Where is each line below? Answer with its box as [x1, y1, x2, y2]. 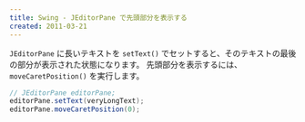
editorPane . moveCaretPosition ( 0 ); [9, 105, 141, 114]
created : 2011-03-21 [9, 22, 88, 31]
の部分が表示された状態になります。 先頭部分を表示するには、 [9, 59, 243, 70]
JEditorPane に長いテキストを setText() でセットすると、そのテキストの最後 [9, 47, 297, 59]
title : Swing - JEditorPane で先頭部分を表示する [9, 13, 188, 23]
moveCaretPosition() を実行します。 [9, 70, 145, 81]
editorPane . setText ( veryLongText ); [9, 97, 145, 106]
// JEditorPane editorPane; [9, 88, 117, 98]
